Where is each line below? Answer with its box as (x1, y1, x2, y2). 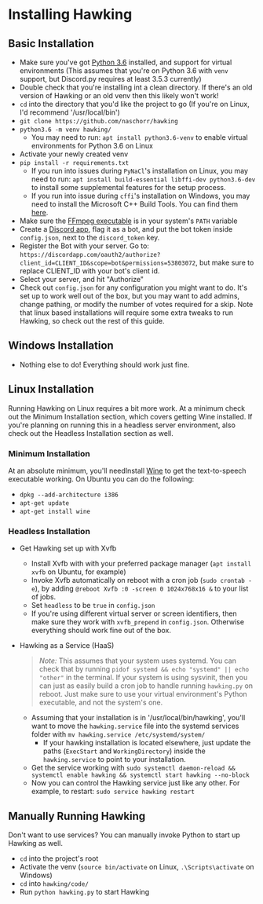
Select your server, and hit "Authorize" (19, 275, 144, 284)
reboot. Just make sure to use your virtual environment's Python (38, 690, 247, 699)
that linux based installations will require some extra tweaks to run (19, 308, 234, 317)
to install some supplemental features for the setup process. (31, 183, 226, 192)
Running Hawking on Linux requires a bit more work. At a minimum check (8, 403, 246, 413)
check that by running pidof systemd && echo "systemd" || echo (38, 664, 250, 674)
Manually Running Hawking (8, 809, 146, 822)
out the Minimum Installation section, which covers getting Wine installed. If (8, 412, 253, 421)
